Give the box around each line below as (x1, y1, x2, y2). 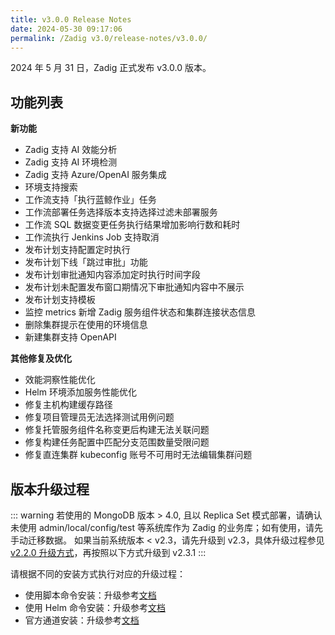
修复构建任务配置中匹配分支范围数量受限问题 (24, 436, 210, 448)
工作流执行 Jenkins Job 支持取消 (24, 231, 160, 243)
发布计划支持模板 (24, 294, 96, 306)
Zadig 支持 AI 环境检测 (24, 156, 118, 168)
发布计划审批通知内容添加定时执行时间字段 (24, 269, 201, 281)
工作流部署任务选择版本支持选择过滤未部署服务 (24, 206, 218, 218)
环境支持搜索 (24, 181, 78, 193)
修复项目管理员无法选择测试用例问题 (24, 411, 175, 423)
